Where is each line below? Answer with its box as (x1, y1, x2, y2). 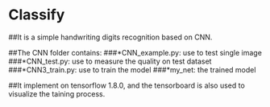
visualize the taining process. (8, 88, 106, 98)
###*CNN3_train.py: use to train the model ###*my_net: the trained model (8, 64, 256, 74)
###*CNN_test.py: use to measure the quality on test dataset (8, 56, 212, 66)
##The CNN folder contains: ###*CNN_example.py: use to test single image (8, 47, 262, 57)
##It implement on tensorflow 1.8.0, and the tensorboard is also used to (8, 80, 246, 90)
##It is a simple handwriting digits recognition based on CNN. (8, 32, 213, 42)
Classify (8, 6, 65, 24)
